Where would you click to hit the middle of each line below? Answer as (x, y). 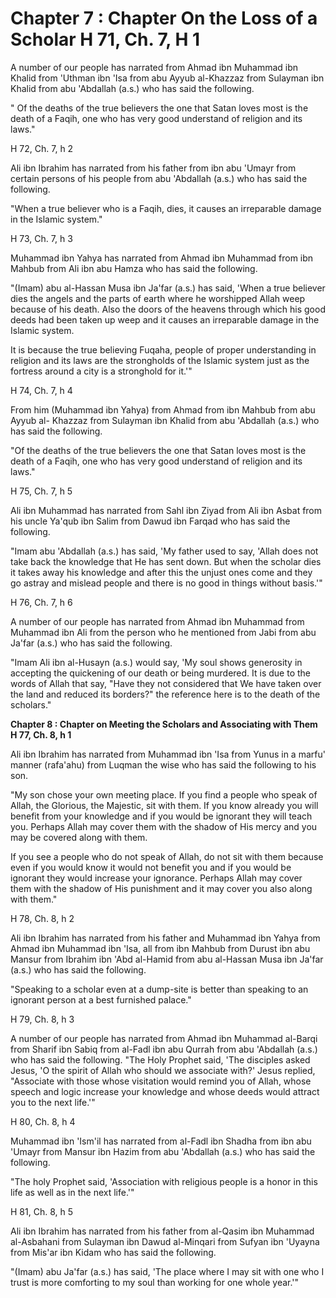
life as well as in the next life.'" (72, 1192)
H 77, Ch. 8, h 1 (41, 734)
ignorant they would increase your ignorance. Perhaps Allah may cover (156, 878)
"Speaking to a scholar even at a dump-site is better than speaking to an (159, 989)
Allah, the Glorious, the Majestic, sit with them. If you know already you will (164, 805)
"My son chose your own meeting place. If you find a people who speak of (164, 794)
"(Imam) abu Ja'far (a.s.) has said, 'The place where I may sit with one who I (167, 1271)
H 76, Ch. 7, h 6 (41, 602)
